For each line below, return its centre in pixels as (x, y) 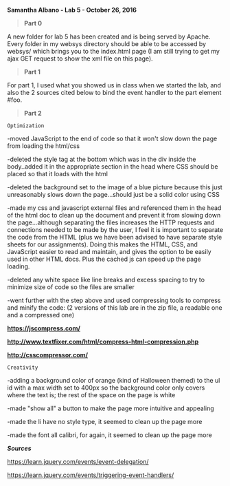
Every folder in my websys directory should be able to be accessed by (107, 44)
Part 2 (33, 113)
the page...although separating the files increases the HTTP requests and (111, 222)
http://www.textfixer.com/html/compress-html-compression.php (103, 341)
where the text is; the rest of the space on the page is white (91, 395)
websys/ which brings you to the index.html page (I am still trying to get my (113, 51)
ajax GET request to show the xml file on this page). (80, 59)
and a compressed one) (41, 315)
